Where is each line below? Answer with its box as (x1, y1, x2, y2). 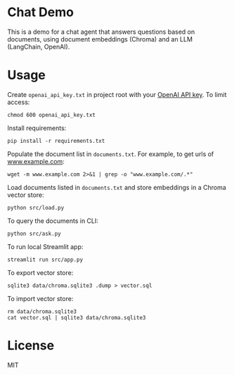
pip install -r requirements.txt (7, 137, 105, 144)
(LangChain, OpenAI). (7, 42, 70, 51)
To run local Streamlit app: (7, 242, 84, 250)
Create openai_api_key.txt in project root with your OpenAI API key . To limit (7, 90, 227, 98)
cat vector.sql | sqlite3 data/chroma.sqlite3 (7, 314, 146, 321)
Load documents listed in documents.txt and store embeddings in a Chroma (7, 183, 226, 191)
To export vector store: (7, 268, 74, 277)
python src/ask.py (7, 230, 61, 237)
